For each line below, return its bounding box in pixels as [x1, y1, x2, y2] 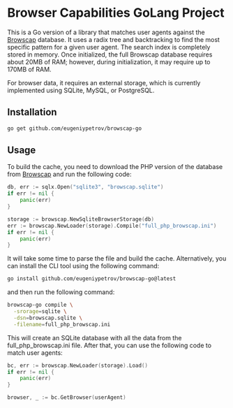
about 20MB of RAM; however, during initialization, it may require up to [7, 57, 211, 66]
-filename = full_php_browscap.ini [13, 321, 111, 328]
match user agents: [7, 348, 63, 357]
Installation [7, 106, 57, 118]
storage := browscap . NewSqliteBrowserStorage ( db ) [7, 215, 155, 223]
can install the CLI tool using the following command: [7, 262, 160, 270]
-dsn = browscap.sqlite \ [13, 314, 82, 321]
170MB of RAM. [7, 65, 52, 73]
